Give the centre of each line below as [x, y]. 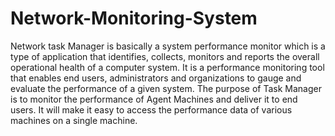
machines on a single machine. [74, 120]
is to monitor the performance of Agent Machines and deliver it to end [154, 99]
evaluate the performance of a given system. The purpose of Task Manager [166, 88]
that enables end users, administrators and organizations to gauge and [156, 78]
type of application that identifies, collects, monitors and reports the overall [165, 56]
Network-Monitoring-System [134, 18]
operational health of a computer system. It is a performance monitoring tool [167, 67]
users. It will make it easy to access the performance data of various [151, 109]
